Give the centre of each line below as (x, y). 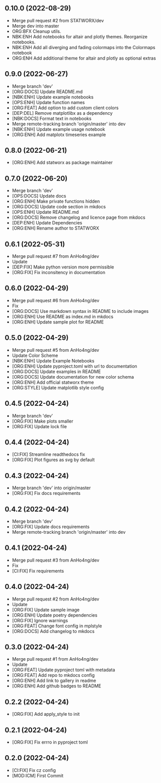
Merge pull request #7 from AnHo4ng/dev (55, 256)
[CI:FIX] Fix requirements (38, 571)
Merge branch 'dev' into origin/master (51, 488)
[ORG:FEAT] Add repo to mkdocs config (53, 675)
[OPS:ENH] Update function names (48, 102)
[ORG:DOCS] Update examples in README (56, 372)
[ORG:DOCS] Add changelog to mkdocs (53, 631)
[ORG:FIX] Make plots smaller (43, 421)
